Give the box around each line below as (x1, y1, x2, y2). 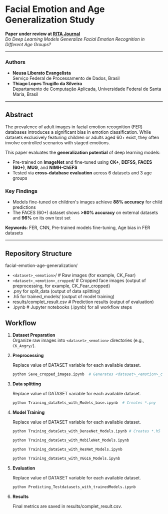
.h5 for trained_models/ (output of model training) (12, 294, 115, 300)
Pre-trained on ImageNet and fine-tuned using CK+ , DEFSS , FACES (12, 159, 152, 165)
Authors (5, 59, 26, 66)
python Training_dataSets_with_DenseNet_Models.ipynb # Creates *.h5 (12, 428, 161, 434)
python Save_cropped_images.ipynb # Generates (12, 372, 113, 377)
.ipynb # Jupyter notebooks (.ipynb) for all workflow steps (12, 304, 132, 310)
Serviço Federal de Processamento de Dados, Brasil (12, 75, 120, 81)
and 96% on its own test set (12, 215, 71, 221)
